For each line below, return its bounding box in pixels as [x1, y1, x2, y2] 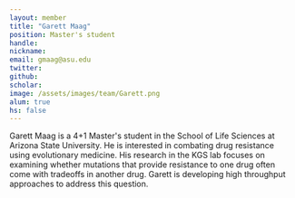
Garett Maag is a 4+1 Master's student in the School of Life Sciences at [9, 130, 275, 141]
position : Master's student [9, 30, 116, 39]
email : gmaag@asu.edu [9, 55, 92, 64]
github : [9, 72, 39, 81]
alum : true [9, 97, 51, 107]
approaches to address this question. [9, 178, 149, 190]
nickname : [9, 47, 47, 56]
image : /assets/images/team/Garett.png [9, 89, 161, 98]
